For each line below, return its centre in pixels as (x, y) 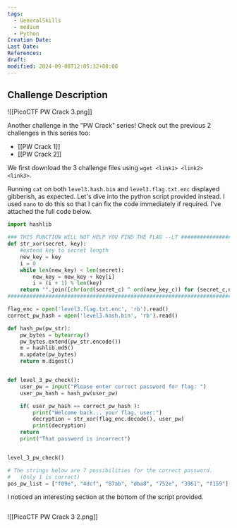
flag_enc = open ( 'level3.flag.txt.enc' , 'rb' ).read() (88, 309)
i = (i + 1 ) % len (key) (67, 283)
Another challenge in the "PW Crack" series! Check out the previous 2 (109, 126)
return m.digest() (47, 361)
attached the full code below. (49, 212)
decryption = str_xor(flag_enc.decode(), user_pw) (109, 419)
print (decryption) (60, 426)
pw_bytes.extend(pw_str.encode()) (71, 342)
